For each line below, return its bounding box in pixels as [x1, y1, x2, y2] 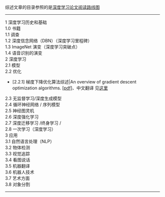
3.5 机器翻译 [5, 163, 30, 169]
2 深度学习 [5, 56, 27, 62]
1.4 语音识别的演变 [5, 50, 43, 56]
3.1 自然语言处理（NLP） [5, 139, 55, 144]
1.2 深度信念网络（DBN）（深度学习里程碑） [5, 38, 92, 43]
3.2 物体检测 [5, 144, 30, 150]
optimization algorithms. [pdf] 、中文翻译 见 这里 [12, 85, 108, 91]
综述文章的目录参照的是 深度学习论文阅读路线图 [5, 4, 100, 10]
